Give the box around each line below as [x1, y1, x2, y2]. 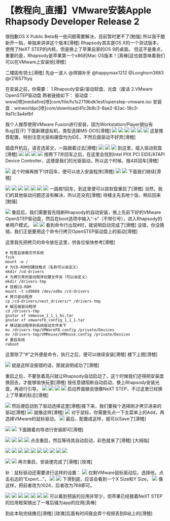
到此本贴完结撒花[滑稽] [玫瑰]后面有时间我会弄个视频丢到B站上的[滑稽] [5, 510, 153, 516]
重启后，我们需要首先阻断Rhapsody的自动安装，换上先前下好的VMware [11, 209, 161, 215]
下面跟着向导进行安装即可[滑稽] [17, 426, 84, 432]
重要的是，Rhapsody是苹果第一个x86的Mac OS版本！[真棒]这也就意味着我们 [5, 52, 165, 59]
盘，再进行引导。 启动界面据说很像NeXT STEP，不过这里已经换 [5, 385, 163, 392]
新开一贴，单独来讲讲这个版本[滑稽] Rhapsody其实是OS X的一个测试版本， [5, 39, 161, 46]
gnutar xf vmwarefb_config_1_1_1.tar [5, 317, 85, 323]
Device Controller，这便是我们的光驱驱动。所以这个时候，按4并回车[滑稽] [5, 158, 159, 164]
